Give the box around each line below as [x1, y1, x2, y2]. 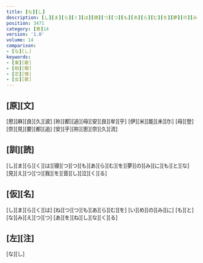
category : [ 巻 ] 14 [6, 25, 50, 32]
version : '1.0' [6, 32, 45, 38]
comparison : [6, 43, 36, 49]
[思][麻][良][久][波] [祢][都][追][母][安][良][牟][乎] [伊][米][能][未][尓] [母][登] [6, 118, 195, 125]
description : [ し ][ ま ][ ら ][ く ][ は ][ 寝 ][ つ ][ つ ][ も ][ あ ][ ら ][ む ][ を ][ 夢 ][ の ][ [6, 15, 193, 21]
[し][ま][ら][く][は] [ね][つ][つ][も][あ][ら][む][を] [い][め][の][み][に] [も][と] [6, 206, 195, 213]
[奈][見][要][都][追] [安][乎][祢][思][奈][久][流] [6, 125, 118, 132]
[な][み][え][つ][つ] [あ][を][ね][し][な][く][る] [6, 213, 118, 221]
